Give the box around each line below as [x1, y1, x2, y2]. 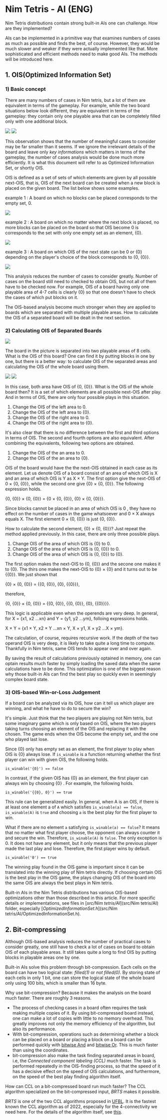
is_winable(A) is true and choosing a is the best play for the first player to [5, 809, 157, 815]
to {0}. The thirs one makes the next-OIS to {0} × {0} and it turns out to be [5, 566, 158, 572]
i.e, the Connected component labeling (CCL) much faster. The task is [12, 1058, 156, 1064]
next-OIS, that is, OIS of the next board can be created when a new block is [5, 180, 161, 186]
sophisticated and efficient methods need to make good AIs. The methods [5, 51, 158, 57]
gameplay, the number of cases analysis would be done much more [5, 154, 145, 160]
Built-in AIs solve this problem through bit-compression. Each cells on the [5, 964, 157, 970]
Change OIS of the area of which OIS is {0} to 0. [12, 540, 111, 546]
